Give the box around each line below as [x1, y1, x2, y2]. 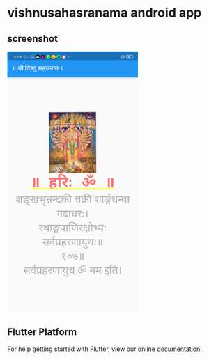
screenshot [7, 33, 58, 45]
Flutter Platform [7, 326, 77, 338]
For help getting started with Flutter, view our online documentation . [7, 345, 202, 353]
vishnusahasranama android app [7, 5, 202, 21]
